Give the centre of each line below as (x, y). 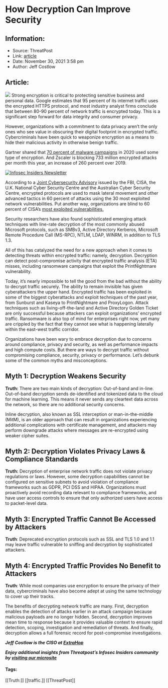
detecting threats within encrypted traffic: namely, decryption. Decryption (81, 255)
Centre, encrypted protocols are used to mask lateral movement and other (82, 193)
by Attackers (26, 527)
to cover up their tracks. (30, 596)
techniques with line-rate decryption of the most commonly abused (75, 224)
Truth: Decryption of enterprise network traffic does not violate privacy (79, 471)
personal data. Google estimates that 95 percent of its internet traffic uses (82, 100)
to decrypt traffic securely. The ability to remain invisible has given (74, 286)
